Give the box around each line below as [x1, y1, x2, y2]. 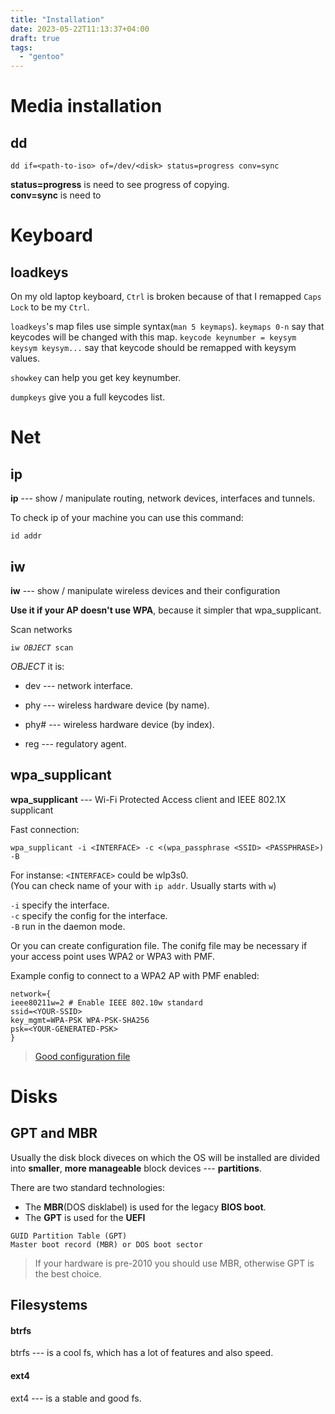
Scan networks [10, 623, 73, 635]
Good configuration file [34, 1050, 131, 1062]
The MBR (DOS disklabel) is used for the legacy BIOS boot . [24, 1201, 267, 1213]
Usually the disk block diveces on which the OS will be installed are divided [10, 1151, 321, 1163]
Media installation [10, 95, 163, 118]
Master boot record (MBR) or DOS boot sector [10, 1239, 203, 1250]
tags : [10, 42, 33, 53]
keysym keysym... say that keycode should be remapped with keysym [10, 342, 297, 354]
